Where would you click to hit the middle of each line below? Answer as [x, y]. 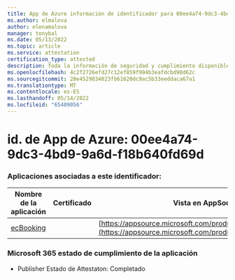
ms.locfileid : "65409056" [45, 105]
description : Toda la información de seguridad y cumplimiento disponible [119, 66]
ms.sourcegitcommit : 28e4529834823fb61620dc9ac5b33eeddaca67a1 [101, 79]
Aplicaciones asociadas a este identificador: [85, 176]
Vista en [187, 203]
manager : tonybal [33, 33]
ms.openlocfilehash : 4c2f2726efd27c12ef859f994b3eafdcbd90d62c [101, 72]
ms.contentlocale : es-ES [43, 92]
